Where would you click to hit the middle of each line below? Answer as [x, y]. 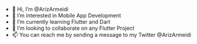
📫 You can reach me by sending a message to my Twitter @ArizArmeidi [102, 35]
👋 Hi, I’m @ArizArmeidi [40, 9]
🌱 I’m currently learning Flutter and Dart [61, 22]
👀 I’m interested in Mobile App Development [67, 15]
